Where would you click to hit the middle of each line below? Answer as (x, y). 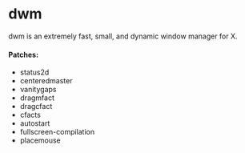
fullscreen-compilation (57, 132)
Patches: (23, 54)
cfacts (30, 115)
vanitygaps (38, 90)
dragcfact (36, 107)
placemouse (40, 140)
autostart (35, 123)
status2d (34, 72)
